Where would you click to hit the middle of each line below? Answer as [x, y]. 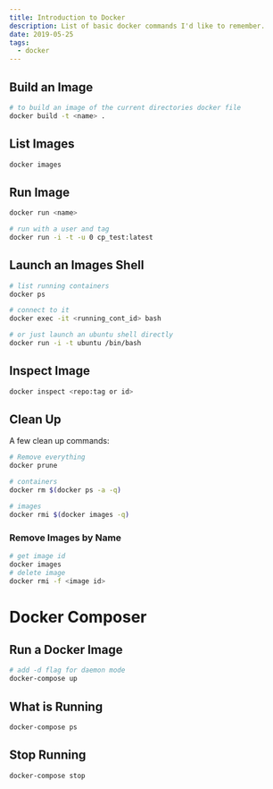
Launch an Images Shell [77, 265]
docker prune [33, 466]
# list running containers [59, 286]
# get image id [37, 556]
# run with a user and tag [59, 229]
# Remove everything [48, 457]
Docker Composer [78, 617]
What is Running [56, 706]
